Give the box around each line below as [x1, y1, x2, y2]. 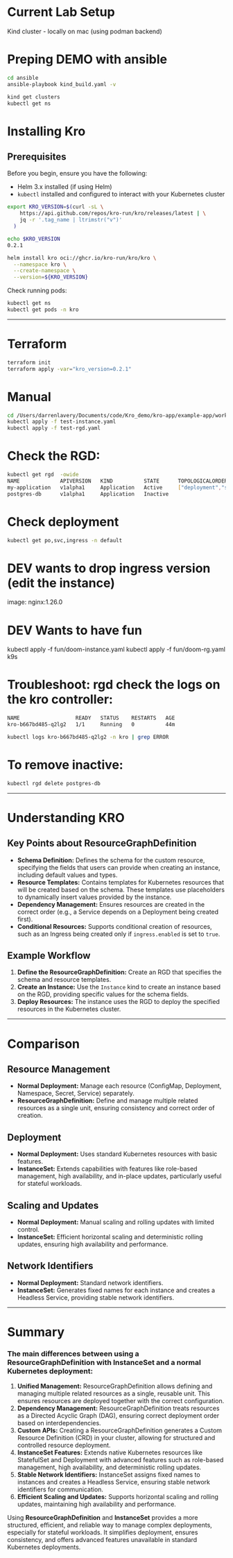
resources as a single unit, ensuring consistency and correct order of [17, 1104, 215, 1112]
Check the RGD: [7, 449, 101, 464]
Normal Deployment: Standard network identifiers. [17, 1278, 164, 1287]
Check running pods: [7, 286, 67, 295]
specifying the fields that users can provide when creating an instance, [17, 863, 221, 871]
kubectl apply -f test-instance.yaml [7, 418, 116, 426]
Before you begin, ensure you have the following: [7, 169, 148, 178]
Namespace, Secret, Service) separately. [17, 1089, 135, 1098]
